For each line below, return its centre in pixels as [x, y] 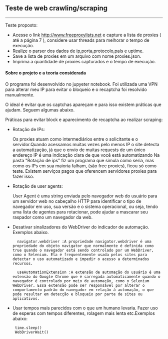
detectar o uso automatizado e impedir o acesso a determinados [81, 259]
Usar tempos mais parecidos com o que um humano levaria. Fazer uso [85, 308]
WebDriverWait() [32, 332]
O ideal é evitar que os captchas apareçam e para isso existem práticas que [83, 104]
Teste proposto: [21, 25]
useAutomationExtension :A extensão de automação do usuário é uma [89, 272]
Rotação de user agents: [38, 186]
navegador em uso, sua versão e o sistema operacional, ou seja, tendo [85, 207]
